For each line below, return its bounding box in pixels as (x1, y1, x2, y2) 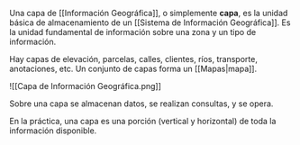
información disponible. (9, 125, 97, 136)
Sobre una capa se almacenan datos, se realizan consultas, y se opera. (9, 98, 274, 109)
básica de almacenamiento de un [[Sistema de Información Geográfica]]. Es (9, 17, 291, 28)
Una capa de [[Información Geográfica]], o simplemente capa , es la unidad (9, 8, 288, 18)
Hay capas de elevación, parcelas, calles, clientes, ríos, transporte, (9, 54, 259, 64)
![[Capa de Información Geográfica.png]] (9, 81, 162, 91)
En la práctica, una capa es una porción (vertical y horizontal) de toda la (9, 116, 277, 126)
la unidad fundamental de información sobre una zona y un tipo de (9, 27, 257, 37)
